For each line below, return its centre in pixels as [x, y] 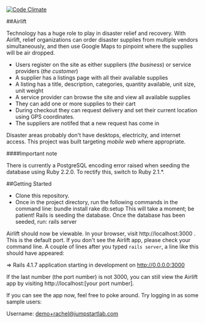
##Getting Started [29, 184]
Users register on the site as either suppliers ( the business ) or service [103, 65]
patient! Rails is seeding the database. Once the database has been [100, 215]
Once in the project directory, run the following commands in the [97, 202]
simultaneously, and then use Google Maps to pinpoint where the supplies [100, 46]
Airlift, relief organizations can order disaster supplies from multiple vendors [102, 40]
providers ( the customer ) [47, 71]
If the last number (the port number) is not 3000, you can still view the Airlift [102, 277]
